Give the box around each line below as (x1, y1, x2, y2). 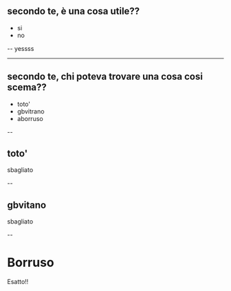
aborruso (16, 114, 43, 122)
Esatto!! (7, 278, 29, 286)
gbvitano (7, 199, 47, 211)
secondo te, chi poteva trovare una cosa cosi (7, 71, 203, 83)
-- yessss (7, 44, 34, 52)
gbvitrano (16, 107, 45, 116)
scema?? (7, 82, 47, 94)
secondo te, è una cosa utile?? (7, 6, 140, 17)
